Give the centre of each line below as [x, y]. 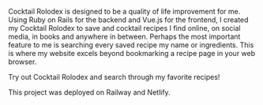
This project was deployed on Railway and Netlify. [90, 92]
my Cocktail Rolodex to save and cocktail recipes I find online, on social [124, 28]
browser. [23, 62]
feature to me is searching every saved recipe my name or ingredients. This [131, 45]
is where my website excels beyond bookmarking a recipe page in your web [132, 53]
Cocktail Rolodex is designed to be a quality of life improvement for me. [124, 11]
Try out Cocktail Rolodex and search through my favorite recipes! [114, 77]
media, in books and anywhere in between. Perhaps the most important [124, 36]
